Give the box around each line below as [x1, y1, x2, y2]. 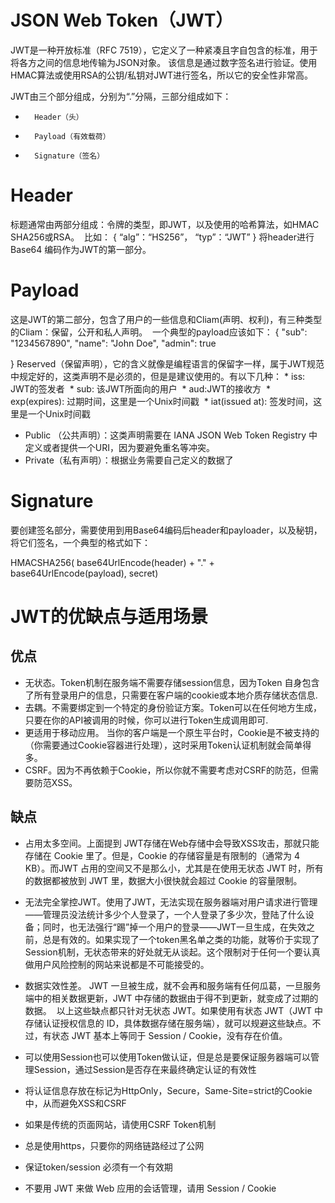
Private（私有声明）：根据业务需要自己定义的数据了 [24, 454, 234, 466]
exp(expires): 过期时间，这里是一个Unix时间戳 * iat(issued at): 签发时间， [10, 395, 314, 407]
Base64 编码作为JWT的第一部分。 [10, 243, 152, 255]
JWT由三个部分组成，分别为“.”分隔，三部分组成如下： [10, 90, 232, 102]
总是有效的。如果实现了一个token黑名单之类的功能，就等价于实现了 [42, 933, 320, 945]
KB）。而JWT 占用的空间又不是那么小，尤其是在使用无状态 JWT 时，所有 [24, 862, 324, 874]
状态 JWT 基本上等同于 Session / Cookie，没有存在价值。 [51, 1029, 288, 1041]
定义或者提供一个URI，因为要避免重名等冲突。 [24, 441, 215, 453]
